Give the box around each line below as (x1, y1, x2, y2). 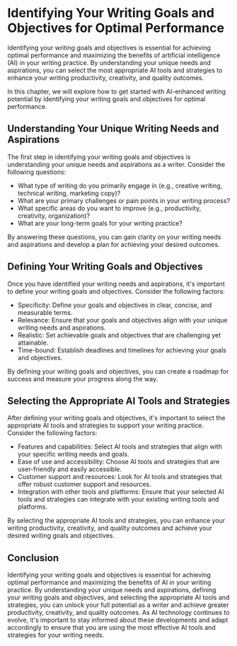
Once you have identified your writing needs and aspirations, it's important (7, 279, 225, 288)
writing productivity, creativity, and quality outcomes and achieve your (7, 524, 213, 532)
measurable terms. (17, 308, 73, 316)
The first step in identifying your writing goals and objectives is (7, 152, 191, 161)
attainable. (17, 338, 49, 347)
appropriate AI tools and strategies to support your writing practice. (7, 421, 204, 429)
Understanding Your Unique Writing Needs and (7, 122, 219, 135)
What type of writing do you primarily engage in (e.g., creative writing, (17, 181, 223, 190)
